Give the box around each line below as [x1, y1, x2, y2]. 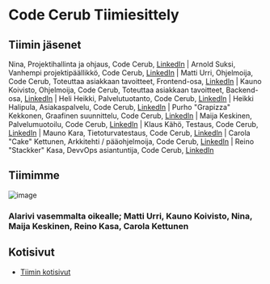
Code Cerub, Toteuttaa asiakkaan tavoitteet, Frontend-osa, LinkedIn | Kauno [8, 77, 262, 86]
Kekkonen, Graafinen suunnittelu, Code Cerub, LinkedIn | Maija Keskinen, [8, 111, 252, 121]
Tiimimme [8, 168, 61, 183]
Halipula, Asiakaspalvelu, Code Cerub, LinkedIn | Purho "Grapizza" [8, 103, 231, 112]
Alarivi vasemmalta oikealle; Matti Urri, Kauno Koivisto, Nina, [8, 210, 253, 222]
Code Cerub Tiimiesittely [8, 6, 179, 24]
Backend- [226, 85, 259, 95]
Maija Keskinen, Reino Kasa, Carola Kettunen [8, 220, 189, 231]
